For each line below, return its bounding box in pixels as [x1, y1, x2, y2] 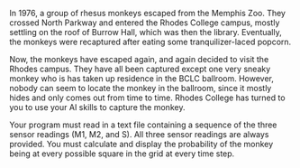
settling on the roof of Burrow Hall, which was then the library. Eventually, [9, 27, 282, 37]
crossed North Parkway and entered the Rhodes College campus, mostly [9, 17, 280, 28]
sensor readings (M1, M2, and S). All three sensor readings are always [9, 129, 269, 139]
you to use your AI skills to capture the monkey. [9, 102, 186, 112]
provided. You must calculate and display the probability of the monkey [9, 139, 274, 149]
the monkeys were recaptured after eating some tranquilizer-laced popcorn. [9, 36, 292, 47]
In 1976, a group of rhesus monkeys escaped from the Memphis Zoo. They [9, 8, 286, 18]
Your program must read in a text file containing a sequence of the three [9, 119, 277, 130]
